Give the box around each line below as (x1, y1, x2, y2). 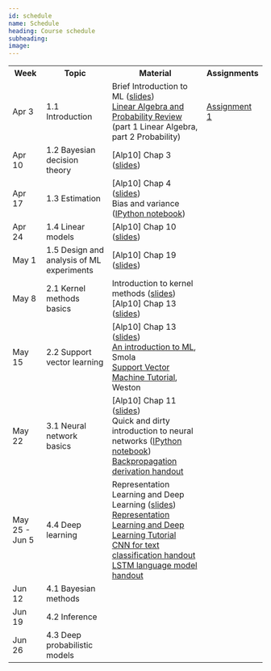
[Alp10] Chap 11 (111, 395, 177, 407)
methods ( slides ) (111, 288, 176, 299)
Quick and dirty (111, 416, 171, 427)
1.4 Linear (46, 222, 85, 233)
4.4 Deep (46, 519, 82, 530)
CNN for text (111, 539, 160, 551)
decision (46, 154, 79, 166)
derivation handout (111, 466, 184, 477)
